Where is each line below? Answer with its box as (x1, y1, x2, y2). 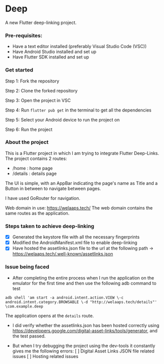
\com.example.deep (5, 303, 43, 309)
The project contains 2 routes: (5, 155, 67, 161)
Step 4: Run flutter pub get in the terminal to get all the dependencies (5, 107, 152, 113)
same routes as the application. (5, 210, 70, 216)
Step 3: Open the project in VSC (5, 97, 71, 103)
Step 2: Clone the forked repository (5, 87, 78, 93)
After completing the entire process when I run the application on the (12, 274, 155, 280)
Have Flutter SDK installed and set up (12, 54, 89, 60)
